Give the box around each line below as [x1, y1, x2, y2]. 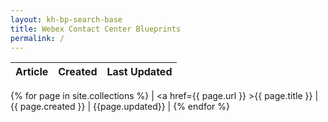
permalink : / [10, 33, 65, 43]
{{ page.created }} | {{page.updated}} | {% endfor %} [10, 101, 230, 113]
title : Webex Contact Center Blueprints [10, 24, 182, 34]
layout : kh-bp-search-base [10, 14, 123, 25]
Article [15, 65, 49, 79]
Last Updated [106, 65, 173, 79]
